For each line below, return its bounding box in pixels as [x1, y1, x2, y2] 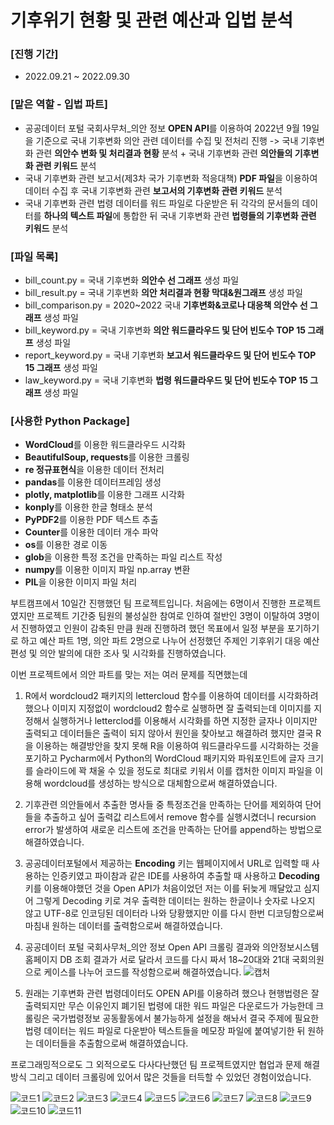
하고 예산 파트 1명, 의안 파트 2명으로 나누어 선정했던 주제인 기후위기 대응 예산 [20, 635, 320, 647]
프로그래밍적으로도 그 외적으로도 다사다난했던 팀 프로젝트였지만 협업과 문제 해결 [10, 1059, 321, 1071]
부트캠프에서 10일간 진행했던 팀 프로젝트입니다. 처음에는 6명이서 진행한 [10, 597, 287, 610]
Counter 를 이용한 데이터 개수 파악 [24, 526, 159, 538]
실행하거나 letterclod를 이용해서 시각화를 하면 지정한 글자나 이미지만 [51, 715, 318, 727]
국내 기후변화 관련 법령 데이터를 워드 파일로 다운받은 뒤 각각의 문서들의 [24, 197, 300, 209]
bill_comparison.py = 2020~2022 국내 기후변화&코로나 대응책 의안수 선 [24, 299, 308, 311]
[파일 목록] [10, 249, 59, 263]
